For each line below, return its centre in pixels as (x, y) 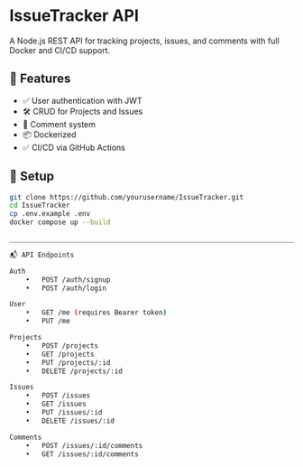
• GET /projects (60, 354)
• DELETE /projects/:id (74, 371)
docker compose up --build (60, 222)
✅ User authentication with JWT (82, 100)
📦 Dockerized (49, 134)
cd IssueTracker (40, 205)
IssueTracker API (74, 16)
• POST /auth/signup (68, 280)
